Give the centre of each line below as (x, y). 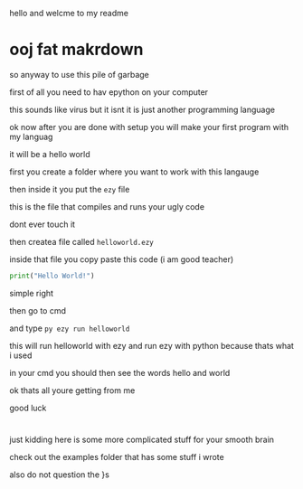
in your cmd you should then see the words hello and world (120, 372)
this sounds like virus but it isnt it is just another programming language (142, 109)
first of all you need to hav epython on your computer (109, 92)
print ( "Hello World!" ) (52, 276)
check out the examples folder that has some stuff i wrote (117, 457)
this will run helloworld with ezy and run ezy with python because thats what (151, 345)
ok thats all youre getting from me (72, 390)
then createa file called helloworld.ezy (81, 241)
